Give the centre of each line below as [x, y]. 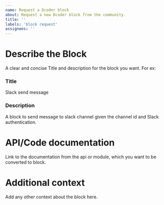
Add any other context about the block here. [52, 197]
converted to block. [26, 162]
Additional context [45, 182]
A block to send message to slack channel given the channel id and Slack [82, 116]
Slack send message [27, 93]
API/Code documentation [60, 142]
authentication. [21, 122]
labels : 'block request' [31, 24]
